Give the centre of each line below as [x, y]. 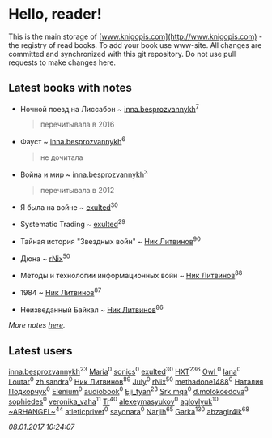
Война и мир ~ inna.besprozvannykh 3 [84, 174]
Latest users [40, 351]
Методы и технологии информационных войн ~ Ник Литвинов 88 [131, 275]
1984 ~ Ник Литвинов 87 [61, 292]
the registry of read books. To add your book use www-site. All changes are [135, 45]
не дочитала [62, 157]
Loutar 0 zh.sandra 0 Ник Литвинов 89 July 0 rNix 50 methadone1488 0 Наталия [136, 380]
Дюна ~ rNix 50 [45, 258]
